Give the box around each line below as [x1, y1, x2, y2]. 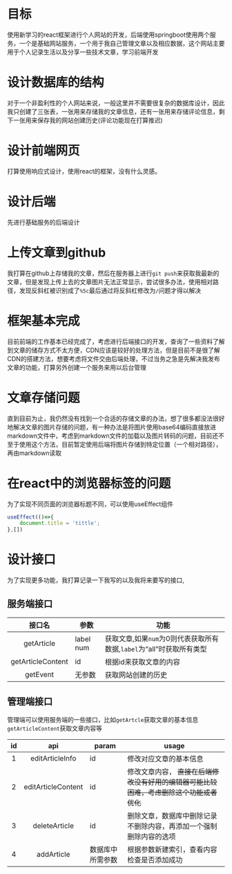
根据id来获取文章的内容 [104, 657, 181, 667]
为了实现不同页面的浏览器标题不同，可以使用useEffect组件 [7, 499, 174, 508]
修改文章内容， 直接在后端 [127, 767, 213, 777]
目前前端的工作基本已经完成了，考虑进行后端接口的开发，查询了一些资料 [7, 337, 213, 346]
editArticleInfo [30, 753, 77, 763]
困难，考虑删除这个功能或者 [127, 788, 217, 797]
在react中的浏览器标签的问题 [7, 475, 171, 491]
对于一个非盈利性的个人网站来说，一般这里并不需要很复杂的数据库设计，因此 [7, 98, 225, 107]
